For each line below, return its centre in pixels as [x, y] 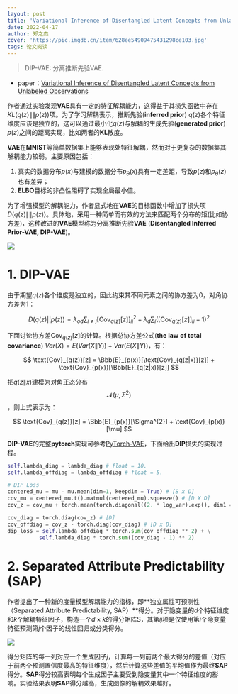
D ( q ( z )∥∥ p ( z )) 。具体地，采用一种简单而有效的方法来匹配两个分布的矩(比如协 [118, 214]
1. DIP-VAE [39, 274]
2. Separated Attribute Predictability [116, 566]
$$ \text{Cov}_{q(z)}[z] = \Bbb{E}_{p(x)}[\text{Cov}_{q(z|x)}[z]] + [119, 360]
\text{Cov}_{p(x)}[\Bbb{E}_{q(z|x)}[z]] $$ [119, 367]
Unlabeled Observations [53, 91]
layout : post [27, 14]
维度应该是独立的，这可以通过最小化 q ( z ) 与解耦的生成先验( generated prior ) [117, 123]
